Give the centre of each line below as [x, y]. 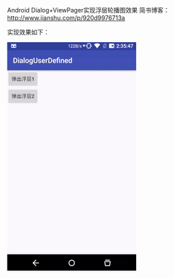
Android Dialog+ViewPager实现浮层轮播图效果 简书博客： [88, 10]
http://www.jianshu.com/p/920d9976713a [66, 18]
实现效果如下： [28, 32]
